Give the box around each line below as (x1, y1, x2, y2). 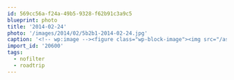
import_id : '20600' (7, 42, 64, 49)
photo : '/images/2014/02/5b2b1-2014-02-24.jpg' (7, 29, 148, 37)
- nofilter (13, 56, 45, 63)
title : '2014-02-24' (7, 23, 68, 30)
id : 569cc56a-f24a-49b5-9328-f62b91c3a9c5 (7, 10, 132, 17)
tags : (7, 49, 23, 56)
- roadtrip (13, 62, 45, 69)
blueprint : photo (7, 17, 58, 24)
